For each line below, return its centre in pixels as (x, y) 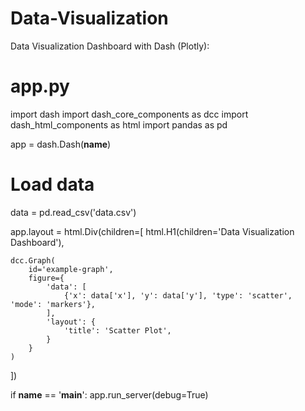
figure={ (46, 278)
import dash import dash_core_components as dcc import (129, 114)
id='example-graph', (71, 269)
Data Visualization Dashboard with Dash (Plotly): (110, 46)
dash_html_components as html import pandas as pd (119, 124)
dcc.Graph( (33, 260)
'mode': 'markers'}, (53, 304)
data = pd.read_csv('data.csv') (73, 212)
